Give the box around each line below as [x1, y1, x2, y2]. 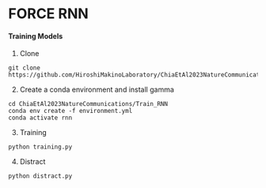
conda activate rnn [8, 114, 73, 122]
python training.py [8, 143, 73, 151]
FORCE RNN [8, 5, 89, 23]
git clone [8, 64, 41, 72]
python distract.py [8, 172, 73, 180]
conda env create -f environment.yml [8, 107, 133, 115]
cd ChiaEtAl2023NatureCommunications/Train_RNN [8, 100, 169, 108]
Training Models [8, 31, 63, 40]
